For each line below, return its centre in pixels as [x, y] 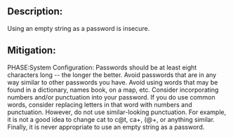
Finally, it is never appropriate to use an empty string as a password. [106, 127]
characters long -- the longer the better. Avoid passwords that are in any [112, 75]
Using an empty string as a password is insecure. [79, 28]
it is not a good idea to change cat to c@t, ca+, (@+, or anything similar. [111, 119]
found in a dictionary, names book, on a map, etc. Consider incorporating [113, 90]
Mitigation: [32, 51]
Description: [35, 12]
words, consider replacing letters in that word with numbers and [100, 104]
